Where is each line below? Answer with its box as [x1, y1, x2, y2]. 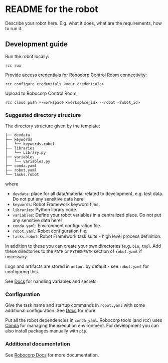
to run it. [5, 25, 23, 31]
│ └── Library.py [5, 150, 46, 155]
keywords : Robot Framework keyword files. [12, 202, 100, 208]
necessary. [5, 254, 29, 260]
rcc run [5, 63, 22, 68]
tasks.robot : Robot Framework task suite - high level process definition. [12, 233, 161, 239]
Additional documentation [5, 340, 70, 347]
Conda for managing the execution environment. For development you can [5, 322, 159, 329]
